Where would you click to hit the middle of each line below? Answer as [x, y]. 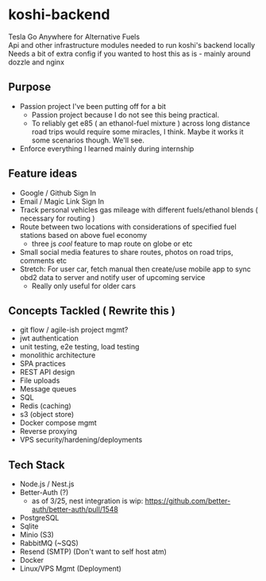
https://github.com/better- [188, 501]
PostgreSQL [39, 518]
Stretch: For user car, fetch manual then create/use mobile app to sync [135, 269]
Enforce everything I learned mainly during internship [107, 148]
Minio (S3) [37, 535]
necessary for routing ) [57, 218]
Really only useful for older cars [84, 286]
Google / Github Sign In [58, 193]
